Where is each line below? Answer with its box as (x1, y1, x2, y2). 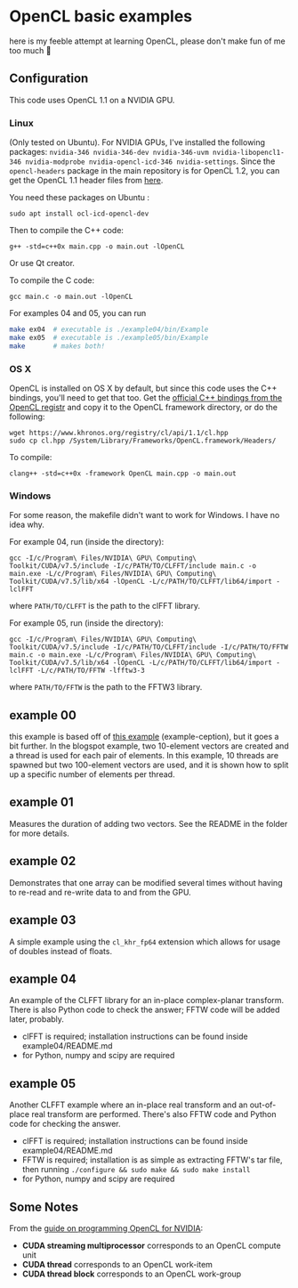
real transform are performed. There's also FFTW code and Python (30, 1109, 278, 1120)
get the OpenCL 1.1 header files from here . (9, 175, 164, 186)
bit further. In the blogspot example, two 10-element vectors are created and (9, 741, 289, 751)
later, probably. (9, 1014, 65, 1025)
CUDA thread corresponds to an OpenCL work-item (21, 1259, 213, 1269)
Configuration (9, 71, 89, 86)
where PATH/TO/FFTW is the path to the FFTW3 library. (9, 682, 203, 693)
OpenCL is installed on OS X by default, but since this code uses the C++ (9, 383, 278, 393)
